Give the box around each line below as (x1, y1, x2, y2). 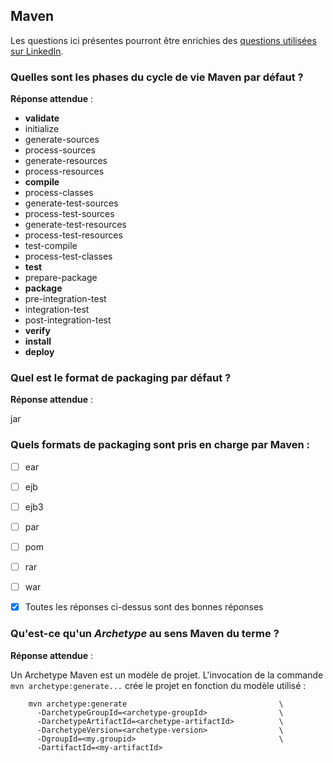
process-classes (24, 187, 94, 199)
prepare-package (24, 272, 98, 284)
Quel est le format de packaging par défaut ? (10, 371, 232, 385)
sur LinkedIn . (10, 45, 64, 57)
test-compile (24, 240, 78, 252)
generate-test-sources (24, 197, 119, 209)
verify (24, 325, 51, 337)
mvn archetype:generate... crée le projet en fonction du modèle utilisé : (10, 679, 307, 691)
